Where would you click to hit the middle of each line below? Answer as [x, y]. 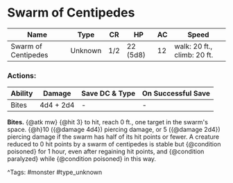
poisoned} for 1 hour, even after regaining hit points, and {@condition [106, 152]
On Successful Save [176, 93]
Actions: [22, 75]
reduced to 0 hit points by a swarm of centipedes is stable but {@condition [114, 144]
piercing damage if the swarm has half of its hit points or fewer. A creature [113, 137]
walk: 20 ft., [193, 46]
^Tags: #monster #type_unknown [55, 172]
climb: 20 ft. [194, 55]
